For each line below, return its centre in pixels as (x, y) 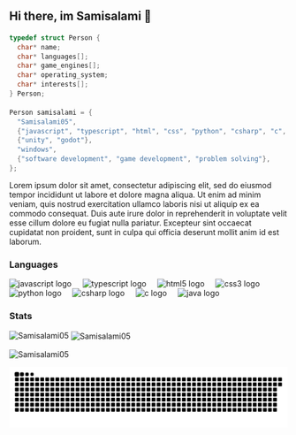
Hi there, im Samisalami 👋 (80, 16)
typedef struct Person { (55, 38)
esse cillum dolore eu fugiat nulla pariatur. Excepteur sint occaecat (130, 223)
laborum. (26, 241)
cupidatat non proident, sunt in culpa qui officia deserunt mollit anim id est (144, 232)
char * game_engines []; (59, 66)
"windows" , (37, 150)
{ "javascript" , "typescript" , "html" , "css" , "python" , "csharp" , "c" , (152, 131)
